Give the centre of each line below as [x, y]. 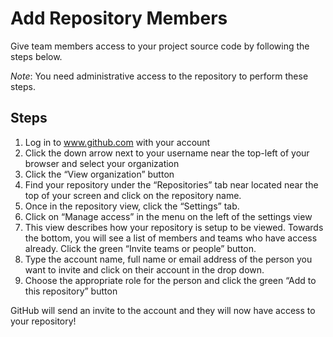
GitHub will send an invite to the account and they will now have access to [163, 310]
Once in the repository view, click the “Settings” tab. [132, 206]
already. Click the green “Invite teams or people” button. [140, 248]
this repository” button [71, 291]
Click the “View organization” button [99, 174]
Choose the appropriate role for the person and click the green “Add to [170, 280]
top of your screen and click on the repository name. [133, 195]
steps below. [36, 56]
